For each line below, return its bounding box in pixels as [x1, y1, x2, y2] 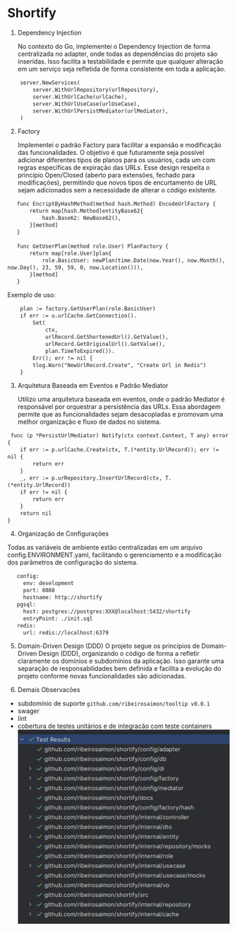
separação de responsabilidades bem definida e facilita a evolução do [17, 664, 221, 673]
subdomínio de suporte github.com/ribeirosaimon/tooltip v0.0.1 [17, 699, 210, 707]
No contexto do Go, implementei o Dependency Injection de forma [17, 42, 211, 50]
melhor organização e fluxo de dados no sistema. [17, 417, 162, 426]
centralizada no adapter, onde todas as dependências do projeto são [17, 50, 218, 58]
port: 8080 [23, 586, 55, 594]
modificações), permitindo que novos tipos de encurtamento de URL [17, 178, 217, 187]
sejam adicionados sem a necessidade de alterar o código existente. [17, 185, 217, 194]
